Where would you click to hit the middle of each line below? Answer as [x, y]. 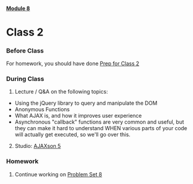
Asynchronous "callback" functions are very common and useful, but [99, 122]
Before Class [25, 50]
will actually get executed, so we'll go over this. [72, 135]
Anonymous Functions [42, 109]
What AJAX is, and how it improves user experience [78, 116]
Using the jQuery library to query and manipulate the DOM [86, 103]
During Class [25, 79]
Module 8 [18, 8]
